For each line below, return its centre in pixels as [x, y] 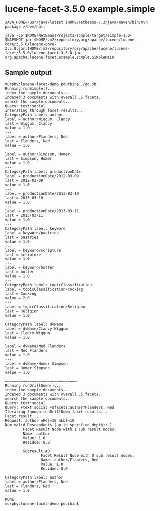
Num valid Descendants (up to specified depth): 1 [59, 425]
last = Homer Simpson [28, 368]
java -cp [14, 35]
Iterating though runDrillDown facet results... [56, 412]
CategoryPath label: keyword [35, 228]
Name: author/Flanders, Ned [70, 460]
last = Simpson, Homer [29, 158]
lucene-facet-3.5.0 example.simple [80, 9]
